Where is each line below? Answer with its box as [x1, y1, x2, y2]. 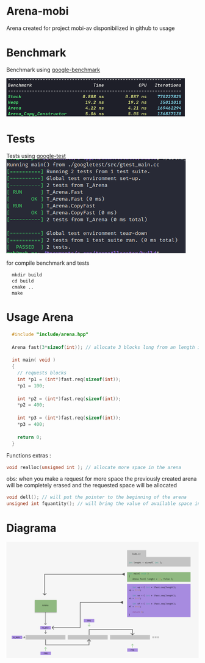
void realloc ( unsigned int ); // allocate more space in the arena [6, 464, 182, 470]
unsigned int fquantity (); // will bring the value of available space [6, 501, 192, 507]
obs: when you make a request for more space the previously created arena [6, 475, 197, 482]
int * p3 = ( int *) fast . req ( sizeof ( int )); [17, 415, 121, 421]
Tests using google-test [6, 152, 66, 159]
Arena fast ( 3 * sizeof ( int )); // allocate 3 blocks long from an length [12, 344, 195, 350]
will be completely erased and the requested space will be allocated [6, 482, 178, 489]
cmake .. [12, 284, 34, 290]
